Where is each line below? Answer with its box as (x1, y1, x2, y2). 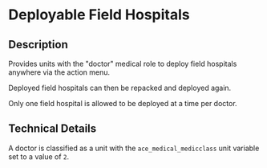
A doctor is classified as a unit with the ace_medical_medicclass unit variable (8, 143, 260, 153)
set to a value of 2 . (8, 151, 70, 162)
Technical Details (8, 122, 97, 136)
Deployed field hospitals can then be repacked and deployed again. (8, 83, 232, 92)
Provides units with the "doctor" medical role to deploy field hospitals (8, 59, 237, 68)
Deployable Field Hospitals (8, 6, 190, 24)
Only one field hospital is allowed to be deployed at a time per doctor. (8, 99, 238, 108)
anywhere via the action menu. (8, 68, 111, 77)
